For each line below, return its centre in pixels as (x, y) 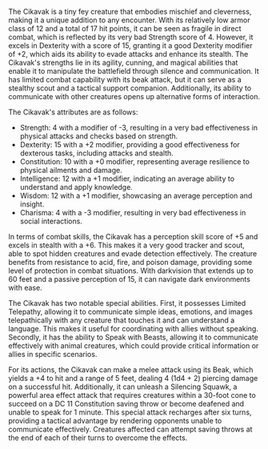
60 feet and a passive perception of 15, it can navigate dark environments (129, 279)
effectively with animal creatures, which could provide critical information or (134, 346)
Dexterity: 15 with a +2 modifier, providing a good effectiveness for (130, 144)
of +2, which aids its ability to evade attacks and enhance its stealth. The (128, 54)
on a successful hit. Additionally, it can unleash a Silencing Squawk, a (123, 387)
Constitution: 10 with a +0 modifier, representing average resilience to (135, 162)
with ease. (25, 288)
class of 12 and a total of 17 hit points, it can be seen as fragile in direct (125, 28)
